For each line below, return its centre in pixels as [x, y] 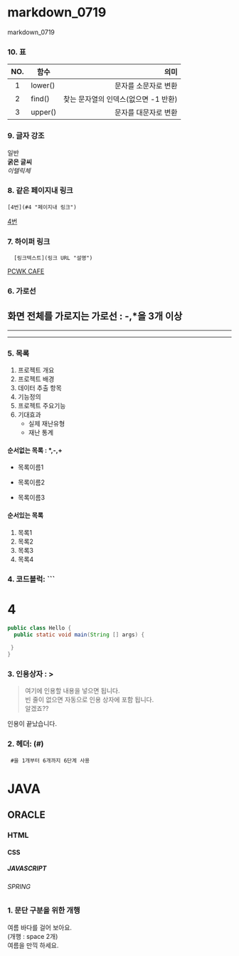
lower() [43, 85]
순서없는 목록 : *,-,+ [35, 450]
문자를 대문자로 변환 [146, 113]
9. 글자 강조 [26, 136]
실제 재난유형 [47, 424]
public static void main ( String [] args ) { [79, 635]
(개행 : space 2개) [33, 936]
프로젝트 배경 [36, 379]
